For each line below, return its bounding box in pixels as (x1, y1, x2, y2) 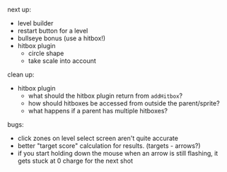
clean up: (7, 70, 35, 79)
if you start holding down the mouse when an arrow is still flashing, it (17, 149, 219, 157)
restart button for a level (17, 27, 88, 35)
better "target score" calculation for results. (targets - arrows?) (17, 142, 201, 150)
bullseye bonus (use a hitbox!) (17, 34, 106, 42)
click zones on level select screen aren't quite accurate (17, 134, 179, 142)
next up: (7, 6, 32, 13)
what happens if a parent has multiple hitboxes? (28, 107, 168, 115)
